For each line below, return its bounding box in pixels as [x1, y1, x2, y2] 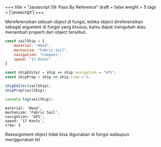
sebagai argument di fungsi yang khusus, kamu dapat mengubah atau [5, 24, 146, 30]
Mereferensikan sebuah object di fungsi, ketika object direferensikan [5, 19, 143, 24]
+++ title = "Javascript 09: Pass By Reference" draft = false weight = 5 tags [5, 4, 157, 10]
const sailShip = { [5, 39, 45, 43]
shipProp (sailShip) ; [5, 88, 47, 93]
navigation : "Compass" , [14, 52, 62, 57]
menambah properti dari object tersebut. [5, 29, 87, 35]
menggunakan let [5, 136, 40, 142]
